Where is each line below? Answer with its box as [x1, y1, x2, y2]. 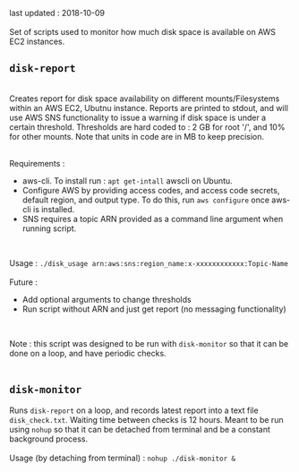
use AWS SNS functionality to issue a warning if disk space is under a [9, 112, 267, 123]
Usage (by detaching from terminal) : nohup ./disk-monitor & [9, 452, 235, 463]
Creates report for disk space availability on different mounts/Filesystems [9, 93, 280, 104]
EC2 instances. [9, 36, 65, 47]
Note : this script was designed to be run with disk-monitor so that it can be [9, 338, 289, 348]
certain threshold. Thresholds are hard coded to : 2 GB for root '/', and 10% [9, 121, 286, 133]
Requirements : [9, 158, 65, 168]
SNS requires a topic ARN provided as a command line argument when [21, 213, 284, 224]
